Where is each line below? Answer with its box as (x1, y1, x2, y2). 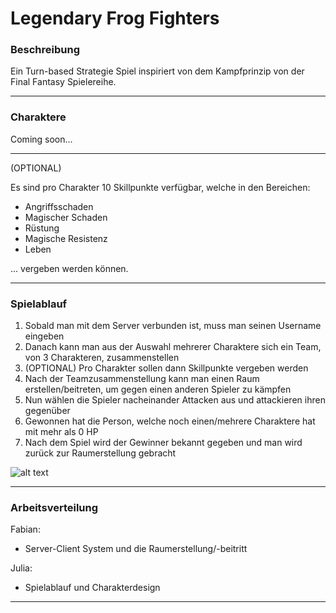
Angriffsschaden (24, 200, 94, 212)
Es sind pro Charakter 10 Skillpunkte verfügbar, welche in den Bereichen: (10, 181, 311, 193)
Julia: (10, 562, 33, 574)
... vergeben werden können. (10, 262, 129, 274)
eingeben (24, 330, 65, 342)
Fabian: (10, 523, 41, 536)
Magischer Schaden (24, 211, 108, 223)
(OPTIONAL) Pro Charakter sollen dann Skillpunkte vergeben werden (24, 362, 309, 374)
